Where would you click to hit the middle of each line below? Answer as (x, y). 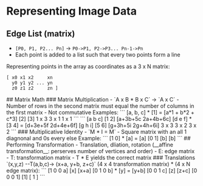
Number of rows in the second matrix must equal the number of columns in (100, 106)
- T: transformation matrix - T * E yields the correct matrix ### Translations (101, 157)
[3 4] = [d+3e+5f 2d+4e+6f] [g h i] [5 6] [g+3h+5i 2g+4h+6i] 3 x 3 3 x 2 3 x (101, 125)
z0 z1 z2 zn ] (35, 88)
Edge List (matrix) (41, 34)
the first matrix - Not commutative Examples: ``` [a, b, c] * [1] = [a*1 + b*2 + (100, 112)
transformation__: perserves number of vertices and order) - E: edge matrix (101, 151)
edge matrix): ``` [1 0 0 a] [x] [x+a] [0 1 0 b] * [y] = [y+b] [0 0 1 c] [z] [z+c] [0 (102, 170)
